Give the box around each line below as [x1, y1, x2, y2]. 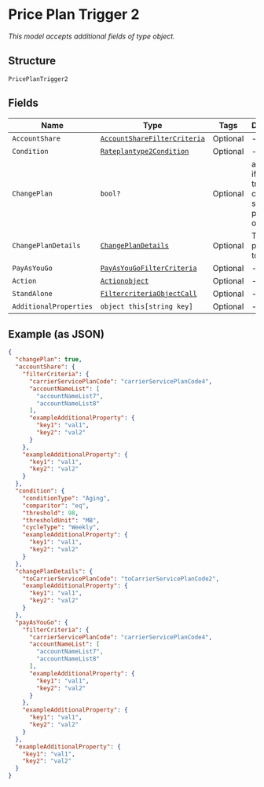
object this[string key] [100, 302, 193, 311]
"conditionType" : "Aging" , [22, 494, 111, 502]
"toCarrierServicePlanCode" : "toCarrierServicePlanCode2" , [22, 575, 220, 583]
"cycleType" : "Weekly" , [22, 524, 101, 532]
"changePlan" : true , [15, 356, 82, 364]
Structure [8, 54, 57, 68]
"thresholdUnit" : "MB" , [22, 516, 101, 524]
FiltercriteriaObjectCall [100, 289, 198, 298]
